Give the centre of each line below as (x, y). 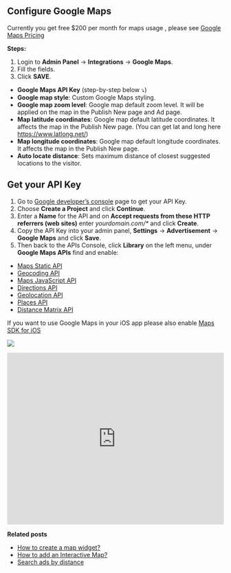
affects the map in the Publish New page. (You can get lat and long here (119, 126)
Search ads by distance (51, 562)
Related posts (27, 534)
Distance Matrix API (45, 309)
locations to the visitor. (49, 163)
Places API (32, 302)
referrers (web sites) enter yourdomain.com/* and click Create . (108, 223)
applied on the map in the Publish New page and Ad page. (99, 112)
